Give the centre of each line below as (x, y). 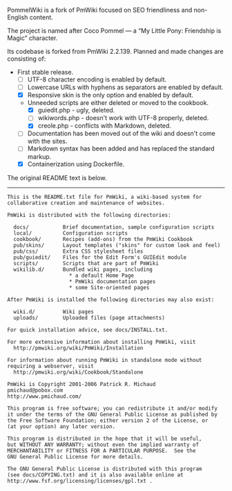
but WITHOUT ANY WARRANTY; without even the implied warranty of (103, 445)
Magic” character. (32, 38)
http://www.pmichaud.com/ (44, 396)
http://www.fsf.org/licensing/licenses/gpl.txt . (80, 481)
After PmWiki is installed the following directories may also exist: (111, 300)
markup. (39, 156)
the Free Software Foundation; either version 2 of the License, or (108, 421)
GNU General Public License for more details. (75, 456)
